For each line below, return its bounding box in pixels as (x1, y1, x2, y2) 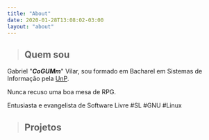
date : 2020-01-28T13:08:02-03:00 (7, 17, 104, 24)
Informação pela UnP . (7, 74, 69, 83)
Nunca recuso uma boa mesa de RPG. (7, 88, 117, 96)
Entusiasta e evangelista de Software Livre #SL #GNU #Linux (7, 101, 182, 110)
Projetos (24, 121, 62, 133)
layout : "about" (7, 23, 54, 30)
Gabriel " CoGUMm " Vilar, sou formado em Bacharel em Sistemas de (7, 67, 203, 76)
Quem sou (24, 49, 70, 60)
